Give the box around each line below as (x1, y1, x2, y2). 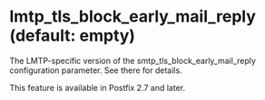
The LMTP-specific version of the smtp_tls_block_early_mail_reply (9, 55, 257, 66)
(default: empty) (9, 25, 136, 46)
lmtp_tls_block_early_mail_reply (9, 6, 257, 27)
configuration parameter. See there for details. (9, 65, 183, 76)
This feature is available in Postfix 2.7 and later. (9, 82, 186, 93)
